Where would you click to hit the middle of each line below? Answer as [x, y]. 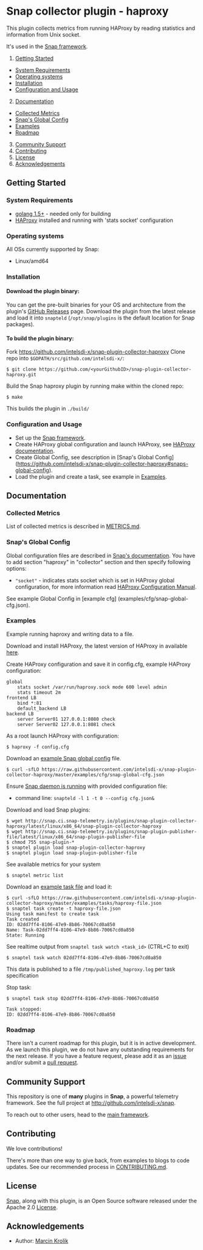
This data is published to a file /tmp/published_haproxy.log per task [91, 969]
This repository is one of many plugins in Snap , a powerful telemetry [92, 1096]
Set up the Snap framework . [50, 438]
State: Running [26, 935]
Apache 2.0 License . [32, 1207]
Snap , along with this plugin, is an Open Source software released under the [102, 1201]
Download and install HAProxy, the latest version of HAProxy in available [97, 646]
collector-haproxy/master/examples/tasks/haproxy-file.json [84, 903]
